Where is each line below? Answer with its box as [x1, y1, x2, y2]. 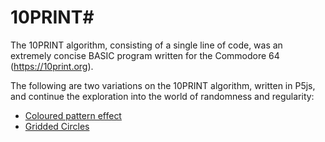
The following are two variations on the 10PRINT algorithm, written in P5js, [10, 79, 316, 91]
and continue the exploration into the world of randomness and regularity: [10, 90, 315, 102]
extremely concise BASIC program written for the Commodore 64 [10, 49, 280, 61]
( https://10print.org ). [10, 60, 94, 72]
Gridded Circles [24, 120, 90, 132]
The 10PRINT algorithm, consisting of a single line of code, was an [10, 39, 283, 51]
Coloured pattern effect [24, 109, 122, 121]
